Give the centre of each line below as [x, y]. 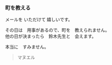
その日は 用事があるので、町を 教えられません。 [57, 30]
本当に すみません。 [27, 47]
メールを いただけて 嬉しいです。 [39, 20]
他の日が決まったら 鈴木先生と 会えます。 [51, 36]
